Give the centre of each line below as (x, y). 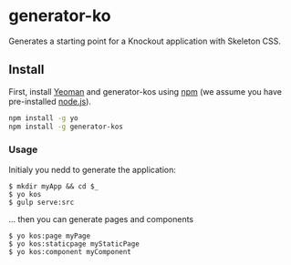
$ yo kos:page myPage (50, 236)
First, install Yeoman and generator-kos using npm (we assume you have (145, 91)
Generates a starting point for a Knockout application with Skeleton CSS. (145, 41)
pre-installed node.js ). (50, 101)
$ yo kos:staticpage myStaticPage (74, 244)
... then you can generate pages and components (101, 219)
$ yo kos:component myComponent (70, 251)
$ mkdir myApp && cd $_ (54, 186)
